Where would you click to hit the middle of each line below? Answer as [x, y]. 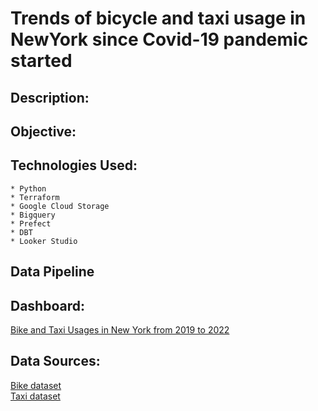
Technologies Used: [74, 165]
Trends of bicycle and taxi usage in [158, 18]
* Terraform [35, 197]
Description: [50, 97]
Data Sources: [55, 361]
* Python [28, 188]
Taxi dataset [35, 396]
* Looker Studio [44, 241]
